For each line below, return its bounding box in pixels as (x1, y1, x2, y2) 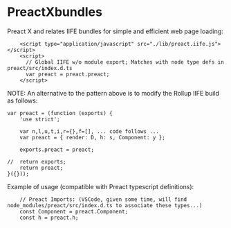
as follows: (7, 96, 38, 105)
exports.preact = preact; (19, 146, 95, 153)
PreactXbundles (7, 4, 102, 20)
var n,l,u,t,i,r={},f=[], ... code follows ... (19, 128, 159, 135)
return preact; (19, 164, 64, 171)
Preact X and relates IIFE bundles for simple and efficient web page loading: (7, 27, 223, 35)
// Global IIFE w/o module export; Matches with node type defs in (25, 58, 225, 66)
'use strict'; (19, 116, 60, 123)
